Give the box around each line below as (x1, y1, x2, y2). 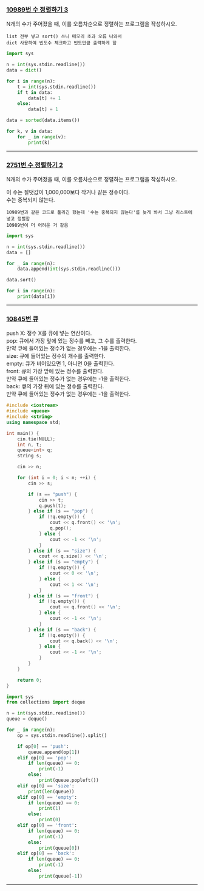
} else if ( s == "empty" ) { (28, 559, 99, 565)
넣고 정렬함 (6, 215, 30, 222)
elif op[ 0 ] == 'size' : (17, 782, 75, 789)
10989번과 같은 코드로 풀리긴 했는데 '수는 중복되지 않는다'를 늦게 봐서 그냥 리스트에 (6, 209, 192, 215)
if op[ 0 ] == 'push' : (17, 743, 69, 750)
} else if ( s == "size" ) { (28, 548, 97, 554)
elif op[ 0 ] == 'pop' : (17, 755, 72, 761)
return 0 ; (17, 677, 42, 683)
